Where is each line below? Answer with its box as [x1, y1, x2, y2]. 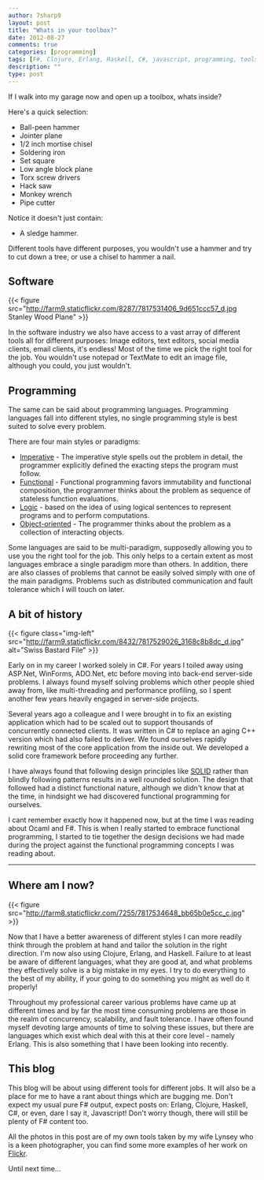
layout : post [8, 19, 51, 27]
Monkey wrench [19, 189, 72, 199]
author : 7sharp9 [8, 11, 61, 20]
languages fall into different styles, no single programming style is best [8, 413, 238, 422]
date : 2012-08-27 [8, 33, 65, 42]
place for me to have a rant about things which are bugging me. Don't [8, 1091, 233, 1100]
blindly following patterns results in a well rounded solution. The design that [8, 775, 254, 784]
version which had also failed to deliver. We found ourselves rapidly [8, 735, 227, 744]
